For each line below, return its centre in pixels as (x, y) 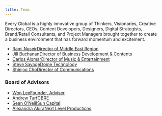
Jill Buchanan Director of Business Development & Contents (72, 54)
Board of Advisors (27, 82)
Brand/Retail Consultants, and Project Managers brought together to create (81, 34)
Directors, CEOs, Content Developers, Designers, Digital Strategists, (74, 29)
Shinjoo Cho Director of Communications (53, 70)
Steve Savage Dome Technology (45, 64)
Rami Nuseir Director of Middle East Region (55, 48)
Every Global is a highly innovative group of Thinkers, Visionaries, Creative (81, 23)
